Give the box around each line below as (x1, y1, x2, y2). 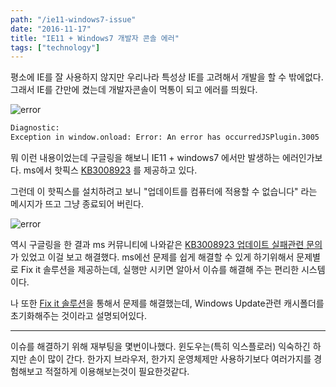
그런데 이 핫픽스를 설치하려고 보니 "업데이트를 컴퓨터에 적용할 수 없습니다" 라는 (10, 186, 318, 197)
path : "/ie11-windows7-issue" (10, 14, 137, 25)
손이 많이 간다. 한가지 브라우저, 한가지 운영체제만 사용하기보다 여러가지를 (28, 353, 312, 365)
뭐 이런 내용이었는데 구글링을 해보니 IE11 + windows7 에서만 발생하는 (10, 152, 281, 163)
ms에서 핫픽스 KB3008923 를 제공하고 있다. (23, 164, 198, 176)
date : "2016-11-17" (10, 24, 92, 34)
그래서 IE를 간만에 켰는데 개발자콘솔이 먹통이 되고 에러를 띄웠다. (10, 84, 258, 96)
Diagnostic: (10, 123, 60, 133)
